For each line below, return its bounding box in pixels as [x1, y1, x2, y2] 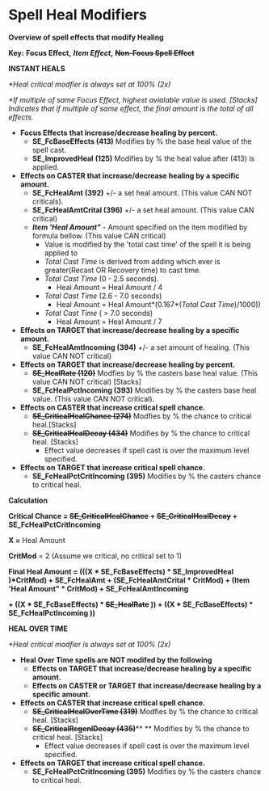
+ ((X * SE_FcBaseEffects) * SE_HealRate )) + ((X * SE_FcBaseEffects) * [8, 600, 254, 609]
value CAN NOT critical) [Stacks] [32, 377, 141, 386]
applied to [44, 248, 78, 258]
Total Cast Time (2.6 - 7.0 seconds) [44, 291, 162, 301]
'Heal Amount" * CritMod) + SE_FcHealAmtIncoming [8, 583, 189, 593]
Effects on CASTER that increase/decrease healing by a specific [19, 170, 240, 180]
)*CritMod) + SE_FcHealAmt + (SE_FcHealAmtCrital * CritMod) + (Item [8, 575, 250, 585]
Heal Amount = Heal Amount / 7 [56, 317, 162, 326]
